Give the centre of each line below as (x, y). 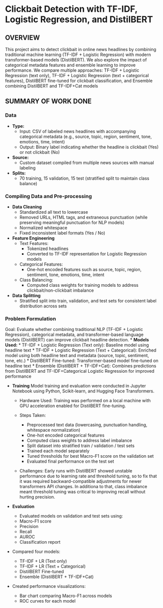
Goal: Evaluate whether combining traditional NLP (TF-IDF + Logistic (74, 330)
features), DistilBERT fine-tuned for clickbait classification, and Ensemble (79, 81)
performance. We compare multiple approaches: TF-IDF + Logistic (72, 70)
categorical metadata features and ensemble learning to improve (70, 65)
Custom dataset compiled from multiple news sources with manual (87, 163)
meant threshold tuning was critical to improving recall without (82, 492)
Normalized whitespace (43, 227)
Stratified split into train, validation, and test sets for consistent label (88, 301)
